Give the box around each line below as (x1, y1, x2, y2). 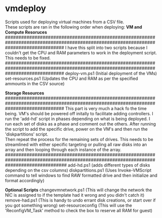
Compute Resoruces (5, 29, 47, 35)
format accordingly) (5, 177, 44, 183)
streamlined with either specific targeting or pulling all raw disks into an (5, 141, 147, 147)
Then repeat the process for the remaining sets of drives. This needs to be (5, 136, 153, 142)
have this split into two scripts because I (67, 45, 147, 50)
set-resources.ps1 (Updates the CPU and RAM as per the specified (5, 76, 138, 81)
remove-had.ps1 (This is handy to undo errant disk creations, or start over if (5, 197, 156, 203)
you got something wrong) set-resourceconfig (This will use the (5, 202, 132, 208)
